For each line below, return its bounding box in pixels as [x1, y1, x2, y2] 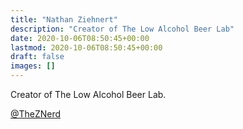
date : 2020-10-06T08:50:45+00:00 [10, 33, 150, 43]
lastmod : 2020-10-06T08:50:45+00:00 [10, 42, 163, 53]
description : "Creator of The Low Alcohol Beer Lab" [10, 24, 235, 34]
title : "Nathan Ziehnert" [10, 14, 118, 25]
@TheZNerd [10, 108, 62, 120]
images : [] [10, 61, 56, 71]
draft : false [10, 52, 65, 62]
